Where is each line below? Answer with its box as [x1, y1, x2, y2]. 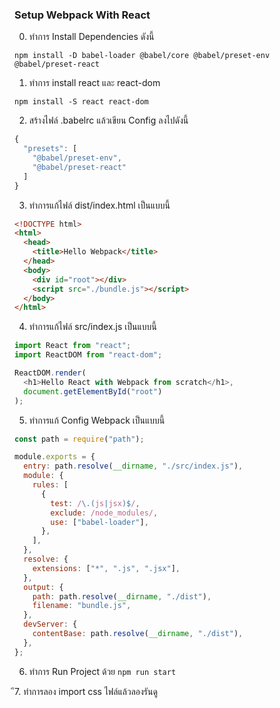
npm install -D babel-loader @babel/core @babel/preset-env [14, 51, 271, 61]
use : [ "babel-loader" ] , [50, 517, 149, 527]
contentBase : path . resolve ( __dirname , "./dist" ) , [32, 629, 244, 639]
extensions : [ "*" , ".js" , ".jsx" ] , [32, 563, 181, 573]
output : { [23, 582, 64, 592]
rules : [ [32, 480, 69, 490]
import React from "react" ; [14, 341, 132, 351]
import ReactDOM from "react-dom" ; [14, 350, 163, 360]
